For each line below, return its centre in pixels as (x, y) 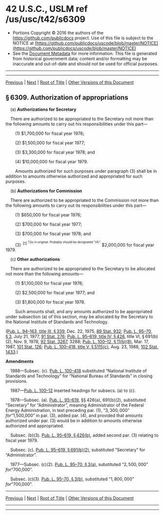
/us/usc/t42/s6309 (46, 19)
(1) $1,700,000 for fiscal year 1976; (50, 133)
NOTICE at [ (25, 43)
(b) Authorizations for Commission (46, 191)
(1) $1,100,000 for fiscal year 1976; (49, 284)
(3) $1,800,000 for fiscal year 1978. (50, 302)
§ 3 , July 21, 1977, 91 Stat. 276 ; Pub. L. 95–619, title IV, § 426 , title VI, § (75, 337)
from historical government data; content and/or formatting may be (80, 58)
